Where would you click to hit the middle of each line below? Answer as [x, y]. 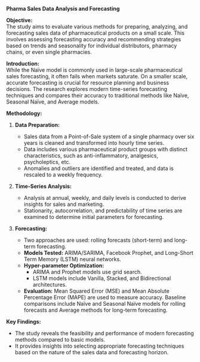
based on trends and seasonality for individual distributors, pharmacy [92, 45]
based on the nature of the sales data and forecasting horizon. [92, 352]
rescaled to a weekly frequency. [63, 175]
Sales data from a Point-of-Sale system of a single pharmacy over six [109, 136]
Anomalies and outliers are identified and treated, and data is [99, 168]
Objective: [19, 20]
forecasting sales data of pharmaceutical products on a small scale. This [96, 33]
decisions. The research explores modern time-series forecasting [87, 89]
